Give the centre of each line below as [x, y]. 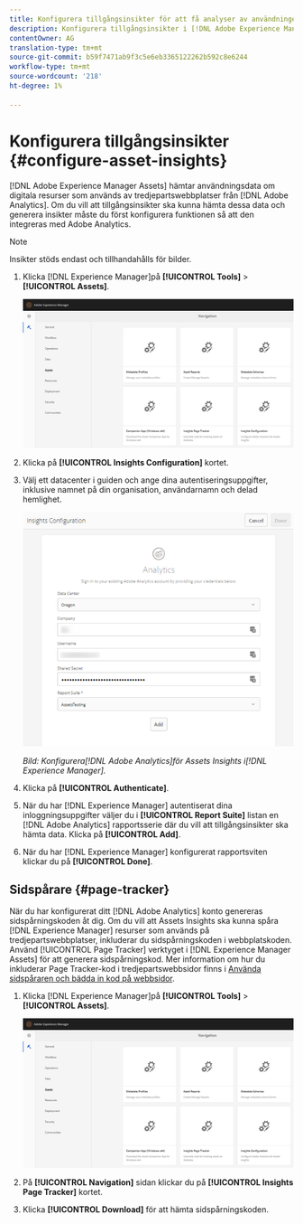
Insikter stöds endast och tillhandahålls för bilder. [101, 259]
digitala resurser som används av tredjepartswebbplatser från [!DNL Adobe [149, 195]
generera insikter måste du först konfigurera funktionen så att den [132, 214]
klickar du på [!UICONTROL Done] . [87, 861]
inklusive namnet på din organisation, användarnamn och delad [140, 490]
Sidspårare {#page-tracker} [89, 889]
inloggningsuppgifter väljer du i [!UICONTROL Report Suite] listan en [151, 814]
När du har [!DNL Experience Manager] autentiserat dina [127, 805]
